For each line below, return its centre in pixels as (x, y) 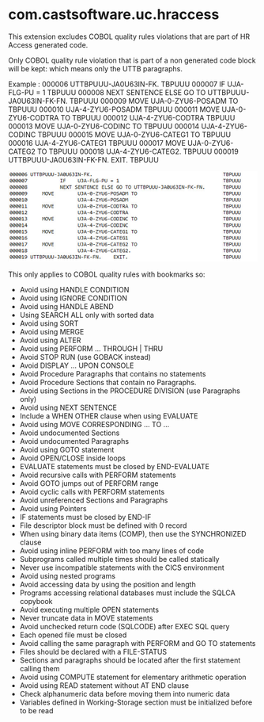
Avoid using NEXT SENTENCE (68, 408)
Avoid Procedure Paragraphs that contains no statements (113, 374)
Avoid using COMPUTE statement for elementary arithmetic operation (133, 677)
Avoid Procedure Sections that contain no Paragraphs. (108, 383)
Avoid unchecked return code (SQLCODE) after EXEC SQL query (124, 627)
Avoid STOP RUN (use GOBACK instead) (85, 357)
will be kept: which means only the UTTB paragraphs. (96, 68)
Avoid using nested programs (68, 576)
